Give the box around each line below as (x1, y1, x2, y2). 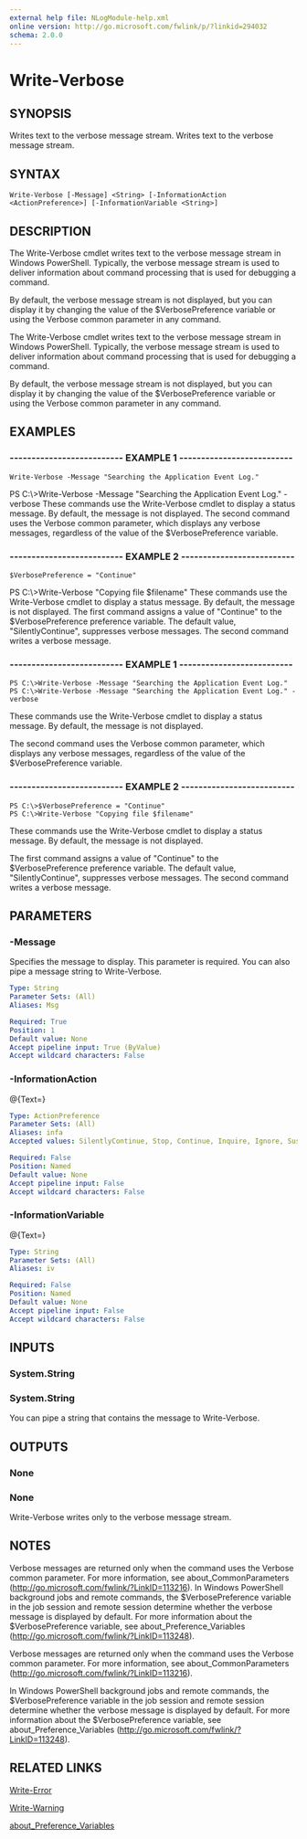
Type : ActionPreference (9, 1111, 101, 1120)
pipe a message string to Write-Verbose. (9, 966, 163, 978)
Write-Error (9, 1784, 52, 1795)
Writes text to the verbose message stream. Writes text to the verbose (9, 130, 274, 142)
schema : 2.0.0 (9, 30, 64, 39)
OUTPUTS (9, 1439, 69, 1454)
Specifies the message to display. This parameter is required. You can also (9, 956, 291, 967)
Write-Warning (9, 1802, 65, 1813)
